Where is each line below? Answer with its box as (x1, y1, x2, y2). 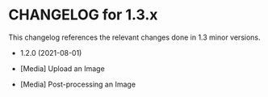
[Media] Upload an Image (19, 63, 105, 74)
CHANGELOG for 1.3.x (8, 6, 158, 24)
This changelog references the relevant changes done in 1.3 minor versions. (8, 32, 261, 42)
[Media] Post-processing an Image (19, 79, 136, 89)
